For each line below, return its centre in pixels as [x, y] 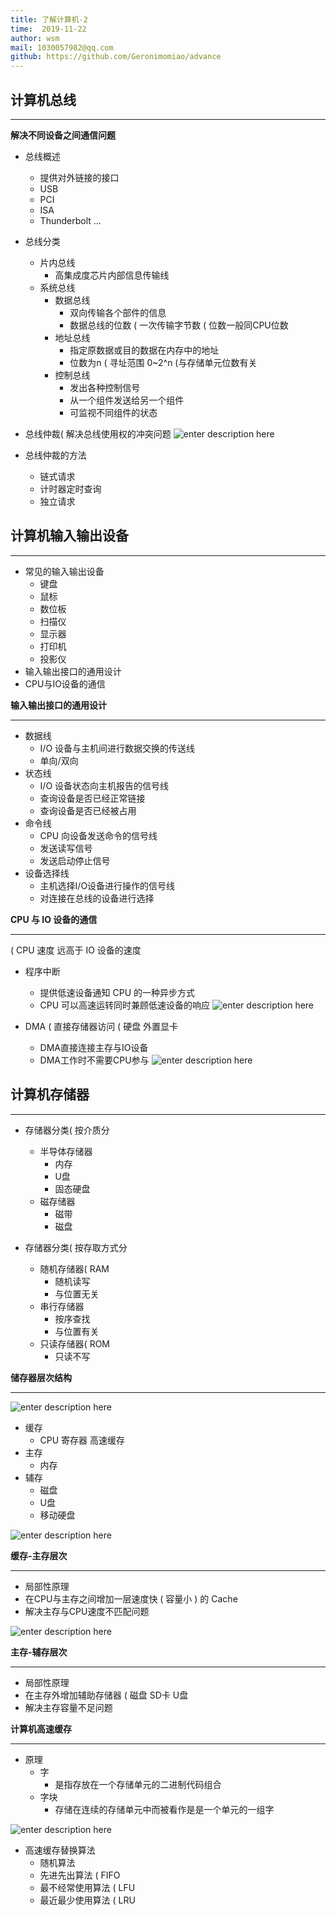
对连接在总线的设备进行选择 [97, 898]
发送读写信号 [66, 848]
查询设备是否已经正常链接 [92, 798]
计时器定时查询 [70, 488]
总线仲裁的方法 [55, 455]
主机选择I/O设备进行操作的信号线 [107, 885]
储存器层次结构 [41, 1377]
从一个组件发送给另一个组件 [127, 400]
